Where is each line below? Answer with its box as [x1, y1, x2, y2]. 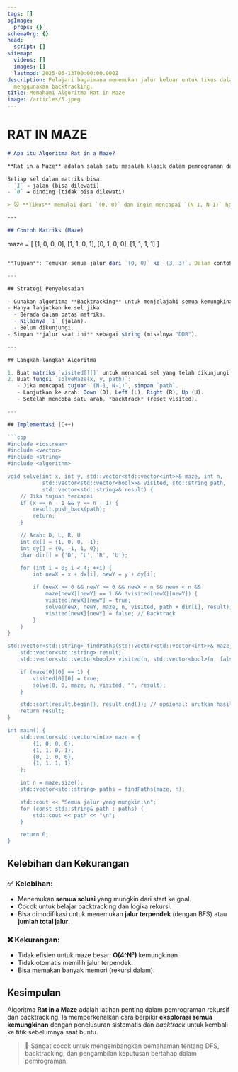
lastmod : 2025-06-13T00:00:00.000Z [13, 69, 119, 76]
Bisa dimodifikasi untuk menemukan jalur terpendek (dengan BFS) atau [17, 909, 227, 918]
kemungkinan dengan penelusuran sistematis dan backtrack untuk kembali [7, 1020, 228, 1029]
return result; [20, 707, 65, 715]
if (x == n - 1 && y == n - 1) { [20, 499, 119, 506]
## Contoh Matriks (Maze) [7, 227, 84, 234]
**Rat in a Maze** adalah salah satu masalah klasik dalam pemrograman [7, 162, 223, 170]
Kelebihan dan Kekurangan [7, 857, 130, 869]
